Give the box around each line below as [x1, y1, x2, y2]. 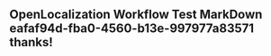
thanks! [9, 35, 54, 50]
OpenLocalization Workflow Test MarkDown [9, 7, 263, 22]
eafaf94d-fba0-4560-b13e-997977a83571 [9, 21, 255, 36]
